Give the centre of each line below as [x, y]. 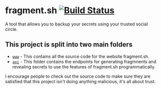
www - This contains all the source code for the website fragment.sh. [81, 56]
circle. [12, 29]
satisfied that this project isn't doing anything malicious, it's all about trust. [80, 81]
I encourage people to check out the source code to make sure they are [78, 76]
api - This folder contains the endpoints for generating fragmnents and [84, 62]
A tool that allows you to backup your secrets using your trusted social [77, 24]
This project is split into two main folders [69, 45]
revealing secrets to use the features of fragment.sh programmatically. [84, 67]
